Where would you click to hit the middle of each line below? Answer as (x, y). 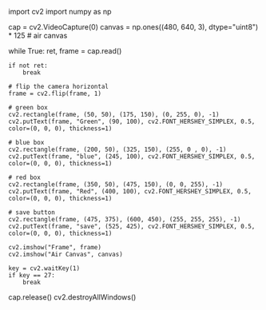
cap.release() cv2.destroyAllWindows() (72, 297)
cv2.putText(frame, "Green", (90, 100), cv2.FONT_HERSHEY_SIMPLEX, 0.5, (132, 121)
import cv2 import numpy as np (60, 12)
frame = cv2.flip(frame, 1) (55, 93)
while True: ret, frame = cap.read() (65, 51)
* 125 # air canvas (38, 36)
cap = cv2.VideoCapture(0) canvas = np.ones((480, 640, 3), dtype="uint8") (133, 27)
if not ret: (28, 66)
